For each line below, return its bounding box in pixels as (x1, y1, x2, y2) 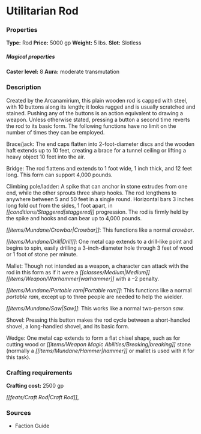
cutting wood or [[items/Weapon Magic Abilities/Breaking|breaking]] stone (6, 340, 191, 348)
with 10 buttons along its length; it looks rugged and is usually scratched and (6, 103, 196, 110)
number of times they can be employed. (6, 128, 105, 136)
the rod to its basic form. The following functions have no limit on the (6, 122, 176, 130)
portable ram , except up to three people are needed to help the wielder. (6, 293, 184, 300)
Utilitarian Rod (6, 4, 79, 18)
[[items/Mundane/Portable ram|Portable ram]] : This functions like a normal (6, 286, 192, 294)
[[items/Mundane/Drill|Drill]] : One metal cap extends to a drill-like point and (6, 238, 193, 245)
